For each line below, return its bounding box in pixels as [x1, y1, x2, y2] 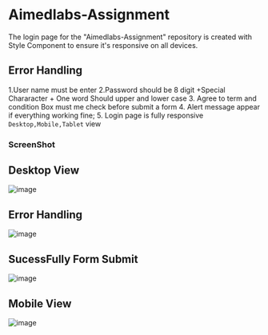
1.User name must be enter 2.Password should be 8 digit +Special [8, 85, 226, 94]
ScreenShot [8, 138, 56, 150]
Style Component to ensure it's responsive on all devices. [8, 40, 198, 50]
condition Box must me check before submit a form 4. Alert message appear [8, 102, 260, 111]
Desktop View [8, 164, 80, 177]
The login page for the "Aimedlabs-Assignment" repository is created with [8, 32, 252, 42]
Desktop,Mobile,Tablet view [8, 118, 102, 129]
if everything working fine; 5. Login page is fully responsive [8, 110, 204, 120]
